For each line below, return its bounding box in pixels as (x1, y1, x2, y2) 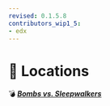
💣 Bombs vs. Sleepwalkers (8, 89, 102, 99)
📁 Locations (8, 61, 90, 80)
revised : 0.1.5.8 (8, 11, 67, 20)
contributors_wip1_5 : (8, 19, 82, 28)
